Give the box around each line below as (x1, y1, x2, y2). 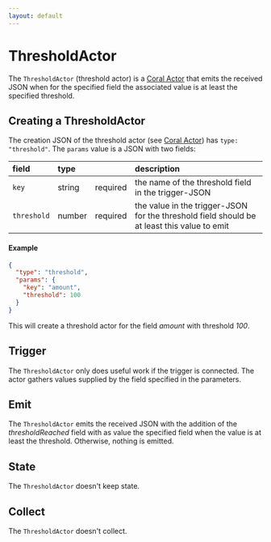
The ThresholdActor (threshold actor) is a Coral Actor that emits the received (8, 74, 263, 83)
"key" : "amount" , (23, 284, 81, 292)
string (57, 182, 80, 193)
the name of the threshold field (134, 177, 252, 188)
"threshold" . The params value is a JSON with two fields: (8, 144, 196, 154)
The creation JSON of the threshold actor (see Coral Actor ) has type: (8, 135, 239, 146)
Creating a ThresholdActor (8, 114, 146, 128)
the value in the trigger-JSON (134, 200, 248, 211)
